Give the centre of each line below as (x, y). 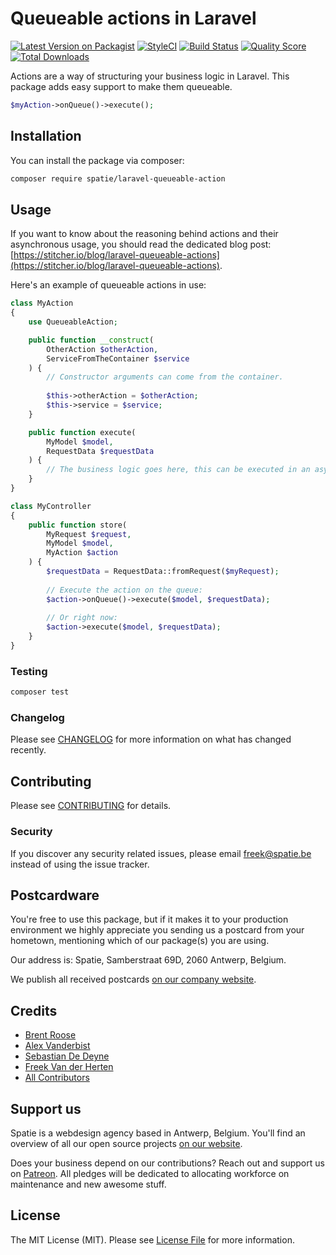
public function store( (78, 525)
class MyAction (42, 303)
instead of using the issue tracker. (80, 864)
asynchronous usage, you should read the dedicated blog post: (141, 244)
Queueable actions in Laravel (133, 18)
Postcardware (55, 895)
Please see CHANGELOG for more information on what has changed (151, 739)
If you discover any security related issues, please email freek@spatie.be (161, 853)
